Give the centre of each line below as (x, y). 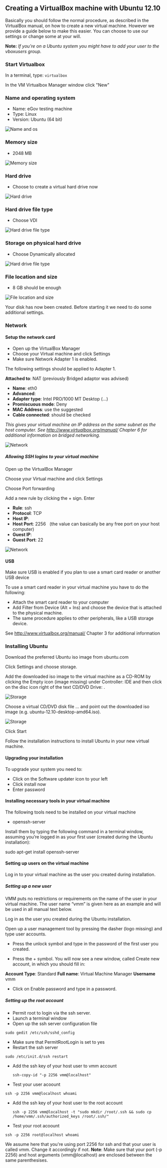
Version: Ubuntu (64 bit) (37, 119)
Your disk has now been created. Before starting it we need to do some (78, 307)
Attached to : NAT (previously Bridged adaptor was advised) (67, 378)
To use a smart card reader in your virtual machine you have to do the (77, 587)
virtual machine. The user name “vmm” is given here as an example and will (83, 904)
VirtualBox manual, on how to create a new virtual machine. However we (80, 26)
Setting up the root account (34, 1000)
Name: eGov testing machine (42, 109)
